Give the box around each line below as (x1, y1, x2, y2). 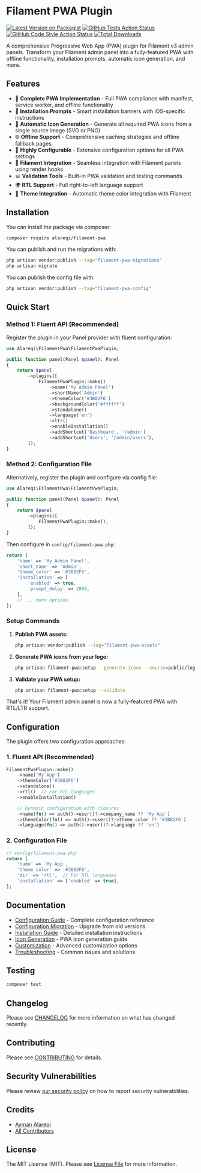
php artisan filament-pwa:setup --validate (14, 687, 126, 693)
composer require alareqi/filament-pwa (6, 235, 106, 241)
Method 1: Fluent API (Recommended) (6, 320, 119, 328)
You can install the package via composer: (6, 223, 111, 230)
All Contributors (14, 1127, 54, 1135)
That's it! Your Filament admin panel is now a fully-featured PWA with (6, 698, 178, 705)
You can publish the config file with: (6, 274, 95, 281)
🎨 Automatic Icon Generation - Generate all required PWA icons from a (14, 120, 192, 128)
